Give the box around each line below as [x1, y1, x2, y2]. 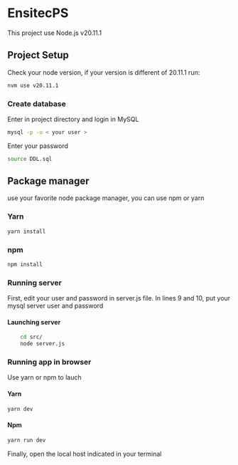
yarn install [7, 228, 46, 235]
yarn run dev [7, 437, 46, 444]
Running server [7, 278, 62, 288]
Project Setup [7, 49, 70, 61]
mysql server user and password [7, 301, 104, 310]
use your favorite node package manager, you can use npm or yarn [7, 194, 205, 202]
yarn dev [7, 405, 33, 412]
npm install [7, 261, 43, 268]
